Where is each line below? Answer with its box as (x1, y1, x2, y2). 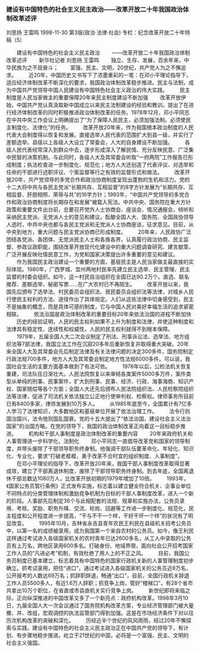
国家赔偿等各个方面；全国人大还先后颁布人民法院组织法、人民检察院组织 (16, 385, 194, 393)
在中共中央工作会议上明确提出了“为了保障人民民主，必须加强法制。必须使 (6, 117, 186, 124)
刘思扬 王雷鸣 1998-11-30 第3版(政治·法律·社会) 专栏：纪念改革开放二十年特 (6, 29, 190, 36)
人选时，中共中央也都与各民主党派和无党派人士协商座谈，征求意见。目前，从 (6, 221, 194, 228)
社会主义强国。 (6, 639, 43, 647)
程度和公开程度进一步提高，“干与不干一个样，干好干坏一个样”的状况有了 (11, 512, 189, 519)
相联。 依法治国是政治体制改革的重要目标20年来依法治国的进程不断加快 (6, 311, 192, 318)
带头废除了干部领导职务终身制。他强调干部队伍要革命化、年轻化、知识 (21, 445, 194, 452)
